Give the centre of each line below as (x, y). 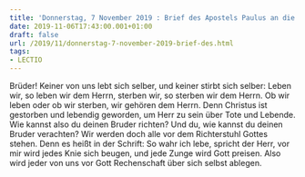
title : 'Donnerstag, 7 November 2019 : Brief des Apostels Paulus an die (152, 18)
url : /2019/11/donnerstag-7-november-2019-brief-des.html (122, 43)
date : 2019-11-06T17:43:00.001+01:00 (81, 26)
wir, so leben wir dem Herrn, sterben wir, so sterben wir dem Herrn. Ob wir (150, 95)
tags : (20, 52)
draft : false (34, 34)
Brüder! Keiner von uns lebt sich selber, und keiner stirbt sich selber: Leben (151, 86)
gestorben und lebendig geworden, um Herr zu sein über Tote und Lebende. (152, 115)
